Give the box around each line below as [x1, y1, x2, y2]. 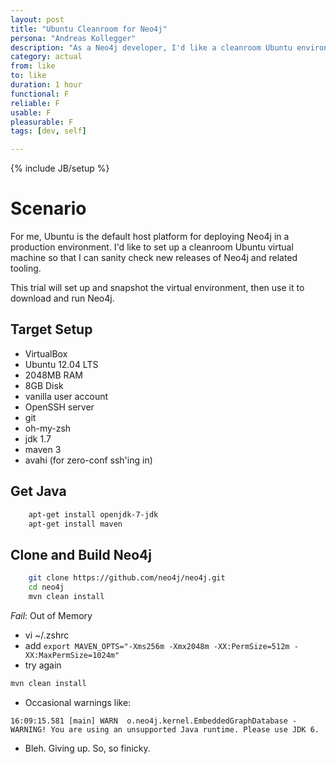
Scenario [10, 197, 87, 220]
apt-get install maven [28, 519, 123, 529]
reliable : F [10, 98, 60, 108]
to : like [10, 71, 47, 81]
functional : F [10, 89, 70, 99]
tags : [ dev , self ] [10, 126, 87, 136]
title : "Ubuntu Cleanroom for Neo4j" [10, 24, 168, 34]
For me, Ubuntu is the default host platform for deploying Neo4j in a [10, 231, 290, 243]
